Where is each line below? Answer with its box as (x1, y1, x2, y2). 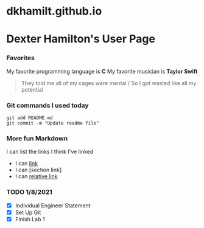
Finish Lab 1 (15, 215, 45, 223)
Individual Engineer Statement (15, 202, 91, 209)
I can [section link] (15, 166, 62, 174)
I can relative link (15, 173, 58, 180)
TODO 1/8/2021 (6, 188, 53, 196)
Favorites (6, 54, 35, 62)
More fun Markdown (6, 134, 68, 142)
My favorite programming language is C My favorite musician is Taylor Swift (6, 67, 198, 75)
